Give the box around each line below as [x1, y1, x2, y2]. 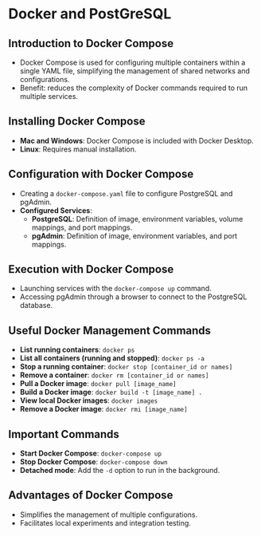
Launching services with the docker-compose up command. [19, 284, 212, 294]
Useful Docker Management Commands [8, 324, 212, 337]
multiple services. [19, 92, 78, 100]
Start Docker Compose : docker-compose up [19, 448, 162, 459]
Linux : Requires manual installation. [19, 144, 137, 154]
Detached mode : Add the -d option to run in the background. [19, 466, 220, 475]
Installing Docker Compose [8, 115, 146, 128]
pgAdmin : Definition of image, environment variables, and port [31, 231, 238, 240]
